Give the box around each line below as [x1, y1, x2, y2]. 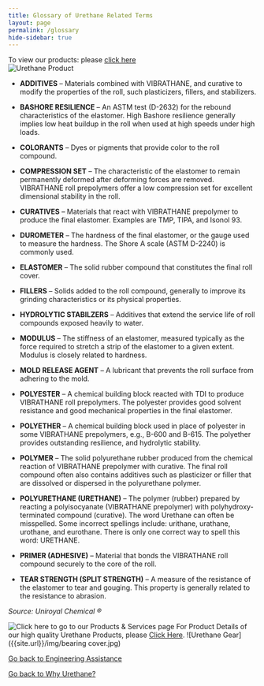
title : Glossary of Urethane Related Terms [8, 11, 154, 20]
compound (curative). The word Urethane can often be [56, 510, 235, 520]
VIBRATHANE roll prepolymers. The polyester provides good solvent [19, 397, 242, 407]
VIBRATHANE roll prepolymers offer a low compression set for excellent [19, 183, 253, 193]
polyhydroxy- [210, 502, 254, 512]
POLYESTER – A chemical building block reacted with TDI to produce [19, 390, 244, 399]
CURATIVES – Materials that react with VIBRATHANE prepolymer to [19, 207, 239, 217]
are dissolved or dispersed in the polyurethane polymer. [19, 479, 202, 488]
